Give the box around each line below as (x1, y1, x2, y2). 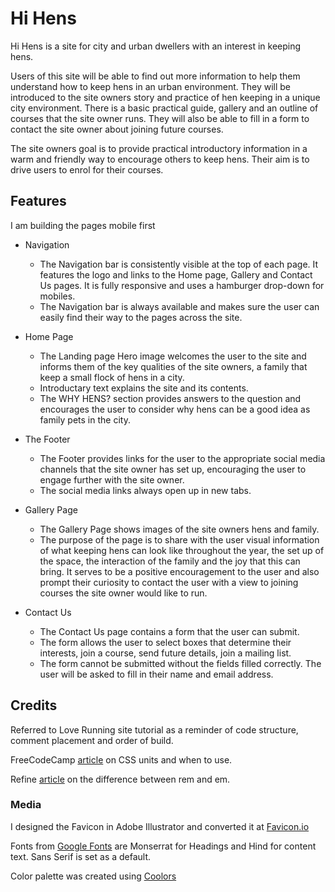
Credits (10, 697, 58, 714)
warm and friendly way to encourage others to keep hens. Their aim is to (10, 153, 310, 165)
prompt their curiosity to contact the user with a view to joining (39, 576, 299, 588)
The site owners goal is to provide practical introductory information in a (10, 142, 308, 154)
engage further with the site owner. (39, 473, 185, 486)
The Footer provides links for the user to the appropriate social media (39, 452, 326, 464)
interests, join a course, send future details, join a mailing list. (39, 647, 292, 659)
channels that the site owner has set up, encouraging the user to (39, 463, 307, 475)
